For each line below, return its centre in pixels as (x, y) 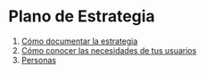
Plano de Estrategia (82, 16)
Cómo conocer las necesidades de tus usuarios (109, 50)
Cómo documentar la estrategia (79, 41)
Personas (39, 60)
